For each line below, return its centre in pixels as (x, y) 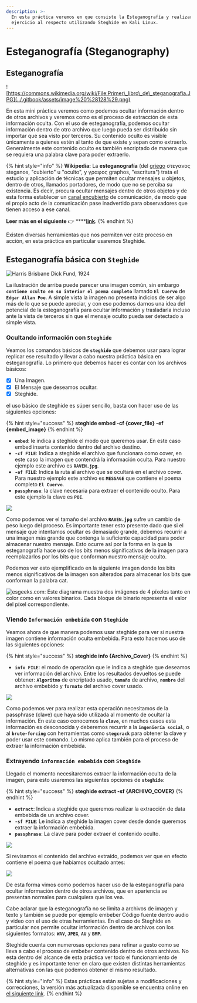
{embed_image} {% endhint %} (45, 429)
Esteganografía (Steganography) (88, 51)
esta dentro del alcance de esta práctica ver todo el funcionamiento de (92, 957)
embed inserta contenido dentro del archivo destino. (78, 447)
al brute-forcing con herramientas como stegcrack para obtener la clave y (96, 733)
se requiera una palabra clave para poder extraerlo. (68, 155)
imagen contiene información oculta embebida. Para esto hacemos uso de (96, 638)
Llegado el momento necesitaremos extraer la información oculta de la (91, 774)
